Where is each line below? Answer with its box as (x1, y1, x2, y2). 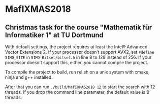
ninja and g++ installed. (5, 74, 53, 80)
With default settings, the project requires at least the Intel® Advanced (5, 44, 148, 50)
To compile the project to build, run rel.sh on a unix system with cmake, (5, 69, 150, 75)
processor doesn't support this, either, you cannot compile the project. (5, 60, 149, 65)
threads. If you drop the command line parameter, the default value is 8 (5, 89, 150, 95)
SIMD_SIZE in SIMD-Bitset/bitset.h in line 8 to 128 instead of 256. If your (5, 54, 152, 60)
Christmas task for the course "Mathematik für (5, 23, 152, 32)
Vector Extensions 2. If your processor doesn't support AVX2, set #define (5, 49, 154, 55)
